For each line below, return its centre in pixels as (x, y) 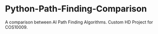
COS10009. (16, 27)
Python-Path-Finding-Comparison (76, 9)
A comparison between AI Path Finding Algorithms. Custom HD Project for (79, 22)
